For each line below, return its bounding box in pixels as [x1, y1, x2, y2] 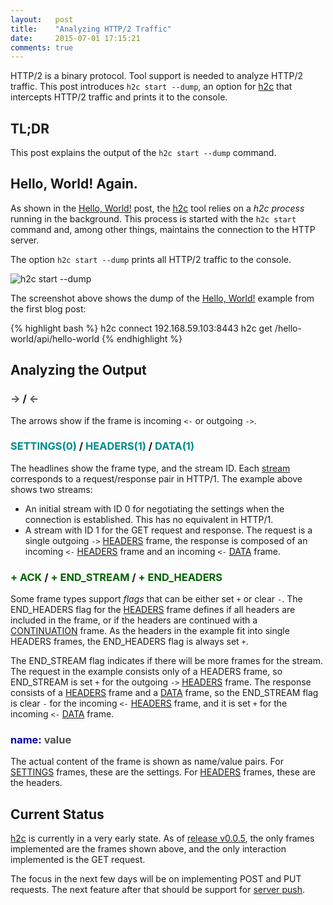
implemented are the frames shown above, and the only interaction [10, 843, 287, 855]
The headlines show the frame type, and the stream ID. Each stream [10, 462, 291, 474]
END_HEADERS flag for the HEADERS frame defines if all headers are [10, 604, 296, 616]
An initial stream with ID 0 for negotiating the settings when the [24, 502, 285, 515]
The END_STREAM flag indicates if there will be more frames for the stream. [10, 655, 324, 667]
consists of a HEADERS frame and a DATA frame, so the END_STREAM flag [10, 687, 319, 699]
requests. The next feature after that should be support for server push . [10, 884, 305, 896]
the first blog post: [10, 302, 87, 315]
